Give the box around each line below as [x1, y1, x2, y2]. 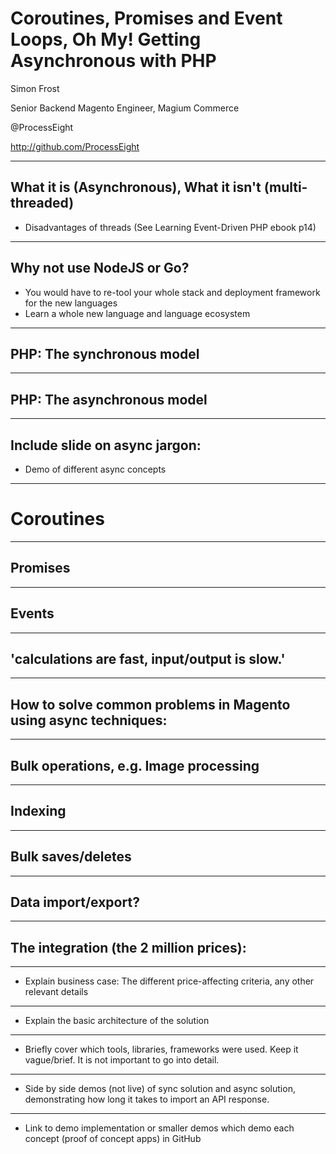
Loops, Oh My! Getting [10, 28, 202, 51]
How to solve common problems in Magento [10, 696, 291, 713]
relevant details [24, 986, 89, 998]
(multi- [263, 179, 308, 196]
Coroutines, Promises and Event [10, 7, 283, 30]
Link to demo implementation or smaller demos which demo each [24, 1122, 295, 1134]
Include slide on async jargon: [10, 437, 202, 454]
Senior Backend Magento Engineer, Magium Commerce [10, 102, 240, 114]
